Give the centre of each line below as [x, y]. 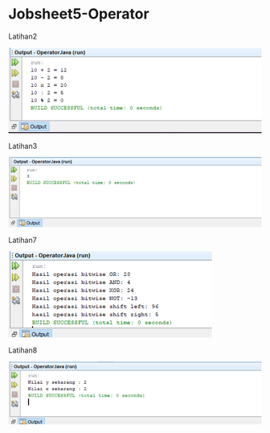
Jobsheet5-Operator [79, 14]
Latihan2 [23, 36]
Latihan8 [23, 350]
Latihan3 [23, 146]
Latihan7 [23, 240]
